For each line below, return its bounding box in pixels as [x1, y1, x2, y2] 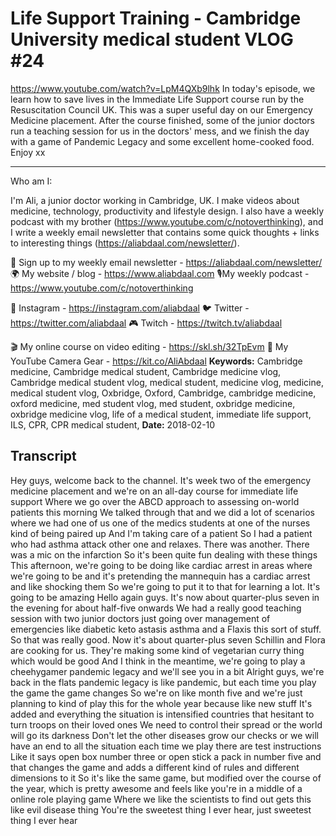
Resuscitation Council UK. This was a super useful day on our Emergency [10, 103, 313, 116]
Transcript [10, 448, 77, 465]
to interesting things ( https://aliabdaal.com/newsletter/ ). [10, 237, 240, 249]
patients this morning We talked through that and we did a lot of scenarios [10, 506, 315, 518]
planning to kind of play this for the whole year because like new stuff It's [10, 697, 313, 709]
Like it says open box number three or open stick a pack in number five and [10, 750, 322, 762]
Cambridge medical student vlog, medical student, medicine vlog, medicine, [10, 376, 324, 388]
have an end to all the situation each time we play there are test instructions [10, 740, 322, 752]
